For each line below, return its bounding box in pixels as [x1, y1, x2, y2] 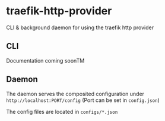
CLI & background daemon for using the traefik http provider [6, 24, 154, 31]
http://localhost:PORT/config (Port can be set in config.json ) [6, 97, 160, 104]
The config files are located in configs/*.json [6, 108, 118, 115]
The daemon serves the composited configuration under [6, 90, 144, 97]
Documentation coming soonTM [6, 57, 85, 64]
